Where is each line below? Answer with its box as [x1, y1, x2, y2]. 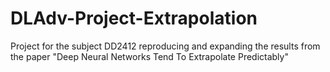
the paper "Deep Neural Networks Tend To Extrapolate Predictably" [10, 50, 289, 62]
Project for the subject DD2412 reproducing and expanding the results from [10, 40, 321, 52]
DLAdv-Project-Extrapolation [10, 7, 258, 30]
